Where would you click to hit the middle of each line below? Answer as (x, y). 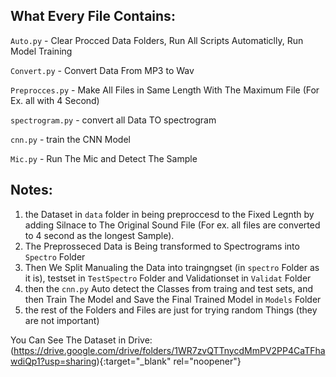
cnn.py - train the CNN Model (70, 139)
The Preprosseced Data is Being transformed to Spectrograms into (162, 246)
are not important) (62, 320)
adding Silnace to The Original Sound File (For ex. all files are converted (172, 225)
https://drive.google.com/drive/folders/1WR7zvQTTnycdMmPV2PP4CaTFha (169, 350)
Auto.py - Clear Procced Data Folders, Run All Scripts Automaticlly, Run (157, 40)
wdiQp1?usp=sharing (53, 361)
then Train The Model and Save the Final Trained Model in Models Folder (173, 299)
